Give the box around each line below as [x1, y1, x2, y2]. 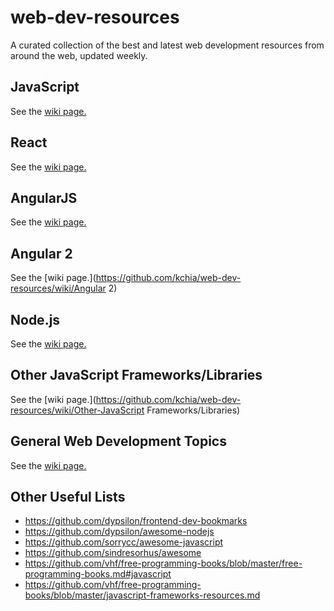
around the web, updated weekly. [10, 49, 148, 61]
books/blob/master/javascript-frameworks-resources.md [24, 589, 261, 601]
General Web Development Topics [10, 433, 227, 450]
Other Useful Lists [10, 489, 126, 506]
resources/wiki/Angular [10, 282, 107, 295]
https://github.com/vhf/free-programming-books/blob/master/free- [24, 557, 303, 570]
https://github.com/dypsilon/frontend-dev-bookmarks [24, 515, 248, 527]
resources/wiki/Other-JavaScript [10, 404, 145, 416]
